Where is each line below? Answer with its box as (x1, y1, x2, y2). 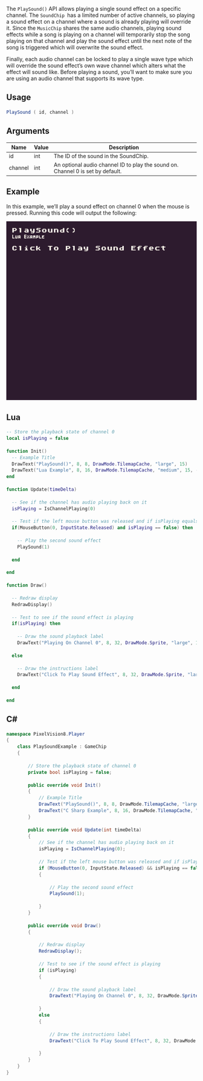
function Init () (6, 448, 47, 454)
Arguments (6, 126, 50, 136)
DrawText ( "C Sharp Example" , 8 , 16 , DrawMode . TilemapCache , (38, 808, 193, 814)
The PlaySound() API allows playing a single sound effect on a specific (6, 5, 181, 12)
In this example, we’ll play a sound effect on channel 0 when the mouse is (6, 202, 190, 210)
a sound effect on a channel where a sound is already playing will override (6, 18, 192, 25)
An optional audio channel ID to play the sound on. (53, 161, 179, 168)
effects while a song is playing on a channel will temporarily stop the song (6, 31, 190, 38)
